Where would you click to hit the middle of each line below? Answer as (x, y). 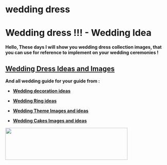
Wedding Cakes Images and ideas (50, 120)
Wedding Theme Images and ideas (51, 111)
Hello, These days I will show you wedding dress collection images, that (83, 47)
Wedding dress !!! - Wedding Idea (78, 33)
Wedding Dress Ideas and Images (60, 68)
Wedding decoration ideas (42, 91)
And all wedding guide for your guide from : (53, 81)
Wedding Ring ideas (35, 100)
